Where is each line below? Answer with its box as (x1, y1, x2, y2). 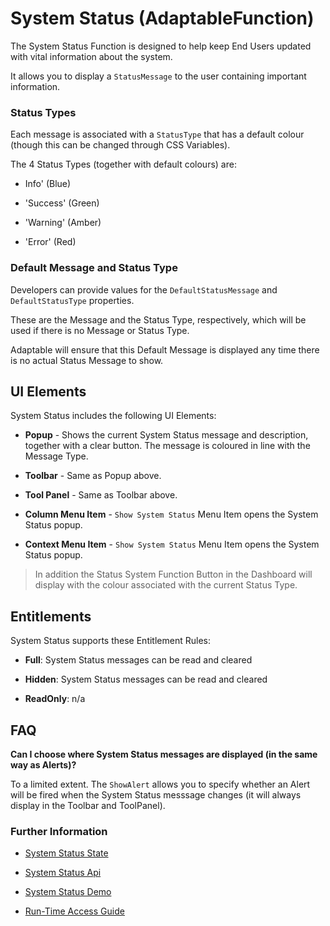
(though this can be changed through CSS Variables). (10, 139, 231, 151)
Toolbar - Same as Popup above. (24, 470, 162, 482)
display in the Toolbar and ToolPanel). (10, 799, 166, 811)
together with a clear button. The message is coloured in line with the (24, 440, 311, 452)
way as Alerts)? (10, 758, 77, 771)
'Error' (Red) (24, 236, 77, 248)
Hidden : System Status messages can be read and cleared (24, 673, 268, 686)
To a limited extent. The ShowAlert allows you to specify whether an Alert (10, 778, 311, 790)
